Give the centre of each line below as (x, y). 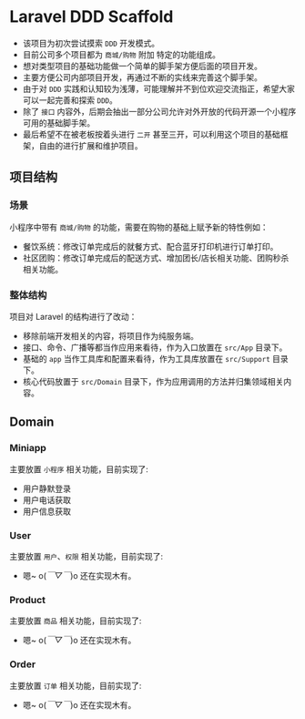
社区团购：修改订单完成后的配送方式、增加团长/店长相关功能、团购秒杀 (156, 258)
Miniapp (28, 448)
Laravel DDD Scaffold (91, 17)
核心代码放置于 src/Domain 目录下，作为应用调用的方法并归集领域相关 (153, 381)
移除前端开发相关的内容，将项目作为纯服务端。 (110, 335)
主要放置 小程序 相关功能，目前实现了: (79, 469)
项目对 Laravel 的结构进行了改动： (73, 316)
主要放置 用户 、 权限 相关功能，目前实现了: (86, 556)
